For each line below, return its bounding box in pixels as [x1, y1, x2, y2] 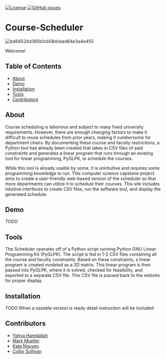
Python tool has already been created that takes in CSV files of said [5, 145, 143, 151]
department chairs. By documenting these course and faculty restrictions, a [5, 139, 160, 145]
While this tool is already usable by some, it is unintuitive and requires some [5, 165, 160, 171]
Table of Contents [5, 62, 62, 71]
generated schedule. [5, 191, 48, 197]
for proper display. [5, 277, 43, 284]
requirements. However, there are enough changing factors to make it [5, 129, 147, 135]
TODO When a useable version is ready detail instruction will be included [5, 305, 154, 311]
